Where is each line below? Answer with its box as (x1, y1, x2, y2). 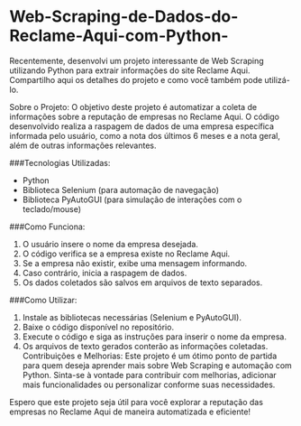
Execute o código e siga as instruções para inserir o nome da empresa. (22, 331, 287, 342)
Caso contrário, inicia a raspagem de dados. (22, 267, 187, 278)
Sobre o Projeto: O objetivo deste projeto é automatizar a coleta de (9, 101, 258, 112)
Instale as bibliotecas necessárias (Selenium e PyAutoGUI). (22, 311, 242, 322)
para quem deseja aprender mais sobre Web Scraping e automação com (22, 359, 293, 371)
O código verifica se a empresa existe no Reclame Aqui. (22, 248, 231, 259)
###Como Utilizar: (9, 294, 78, 305)
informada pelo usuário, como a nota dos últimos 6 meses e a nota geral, (9, 130, 281, 141)
